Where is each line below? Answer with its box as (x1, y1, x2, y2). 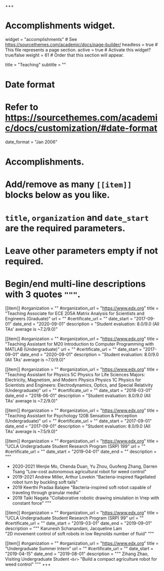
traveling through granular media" (12, 489, 81, 495)
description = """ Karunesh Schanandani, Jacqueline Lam (5, 525, 122, 531)
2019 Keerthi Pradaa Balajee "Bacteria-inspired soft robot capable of (12, 484, 152, 490)
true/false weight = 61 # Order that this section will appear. (5, 52, 124, 58)
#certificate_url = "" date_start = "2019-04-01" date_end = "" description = (5, 448, 157, 454)
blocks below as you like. (5, 189, 110, 201)
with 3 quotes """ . (5, 289, 81, 300)
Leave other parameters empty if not (5, 245, 159, 256)
